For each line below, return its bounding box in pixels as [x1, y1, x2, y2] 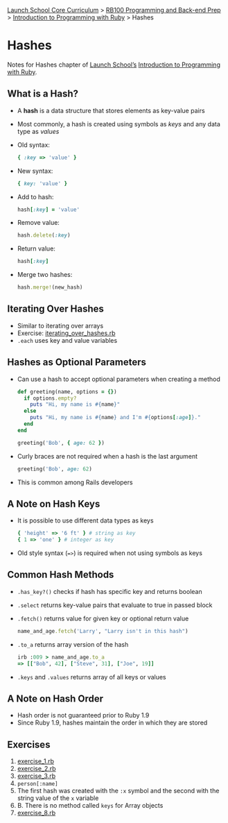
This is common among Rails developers [17, 478, 133, 486]
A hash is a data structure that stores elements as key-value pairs [17, 106, 206, 114]
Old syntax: [17, 140, 51, 149]
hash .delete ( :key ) [17, 232, 71, 239]
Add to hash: [17, 192, 54, 201]
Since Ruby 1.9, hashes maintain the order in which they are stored [17, 718, 208, 727]
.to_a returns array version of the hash [17, 640, 129, 648]
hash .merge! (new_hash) [17, 284, 83, 291]
